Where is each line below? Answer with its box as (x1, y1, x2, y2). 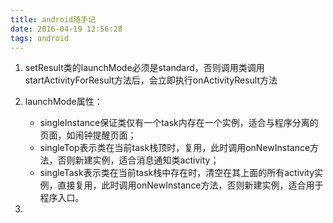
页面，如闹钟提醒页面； (39, 129, 137, 141)
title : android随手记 (10, 14, 96, 25)
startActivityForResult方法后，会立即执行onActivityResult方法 (24, 74, 278, 86)
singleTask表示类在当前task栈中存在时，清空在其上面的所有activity (39, 167, 315, 179)
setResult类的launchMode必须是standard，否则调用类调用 (24, 62, 265, 74)
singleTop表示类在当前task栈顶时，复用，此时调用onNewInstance (39, 142, 311, 154)
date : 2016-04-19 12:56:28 (10, 24, 123, 34)
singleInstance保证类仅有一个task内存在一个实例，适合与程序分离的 (39, 117, 319, 129)
